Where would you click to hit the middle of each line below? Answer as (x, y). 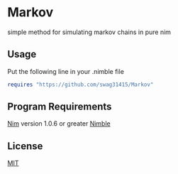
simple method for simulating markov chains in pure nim (89, 32)
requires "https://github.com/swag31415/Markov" (80, 85)
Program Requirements (60, 107)
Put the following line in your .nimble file (66, 71)
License (25, 146)
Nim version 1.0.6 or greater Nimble (59, 124)
